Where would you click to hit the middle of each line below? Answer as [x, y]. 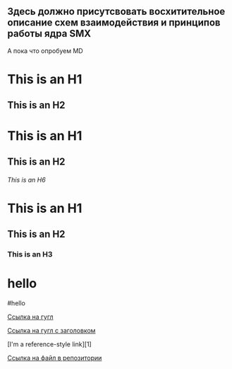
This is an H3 [30, 254]
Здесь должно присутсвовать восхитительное [116, 12]
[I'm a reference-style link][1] [49, 344]
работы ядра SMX [49, 34]
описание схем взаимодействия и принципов [114, 23]
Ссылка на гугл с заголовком [51, 330]
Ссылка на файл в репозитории [55, 358]
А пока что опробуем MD [45, 51]
